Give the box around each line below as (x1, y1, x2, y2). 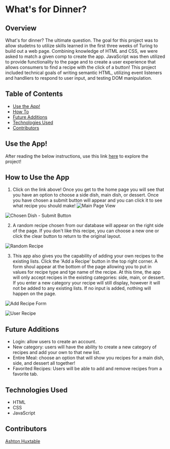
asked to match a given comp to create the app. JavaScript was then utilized (5, 53, 165, 59)
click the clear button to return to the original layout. (12, 233, 122, 239)
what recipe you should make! (12, 203, 76, 209)
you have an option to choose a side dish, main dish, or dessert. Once (12, 192, 159, 198)
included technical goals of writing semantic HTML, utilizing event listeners (5, 70, 162, 76)
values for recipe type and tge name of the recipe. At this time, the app (12, 269, 161, 275)
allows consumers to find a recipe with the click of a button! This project (5, 65, 156, 70)
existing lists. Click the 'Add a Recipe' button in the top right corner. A (12, 258, 158, 265)
